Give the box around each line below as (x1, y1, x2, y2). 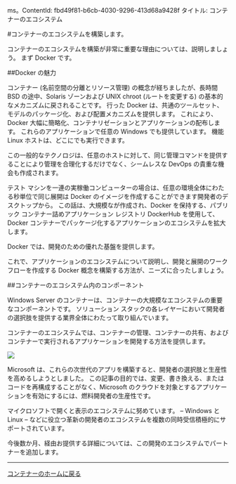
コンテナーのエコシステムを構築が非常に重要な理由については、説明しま (7, 45, 216, 53)
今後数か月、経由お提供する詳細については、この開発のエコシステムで (7, 439, 210, 447)
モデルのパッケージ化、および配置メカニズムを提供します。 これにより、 (7, 110, 218, 118)
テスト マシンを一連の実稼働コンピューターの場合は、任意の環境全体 (7, 183, 206, 192)
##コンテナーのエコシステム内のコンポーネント (7, 281, 145, 289)
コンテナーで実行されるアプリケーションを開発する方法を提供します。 (7, 337, 209, 346)
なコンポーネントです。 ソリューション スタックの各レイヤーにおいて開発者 (7, 305, 225, 313)
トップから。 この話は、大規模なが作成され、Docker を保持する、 (19, 201, 211, 209)
